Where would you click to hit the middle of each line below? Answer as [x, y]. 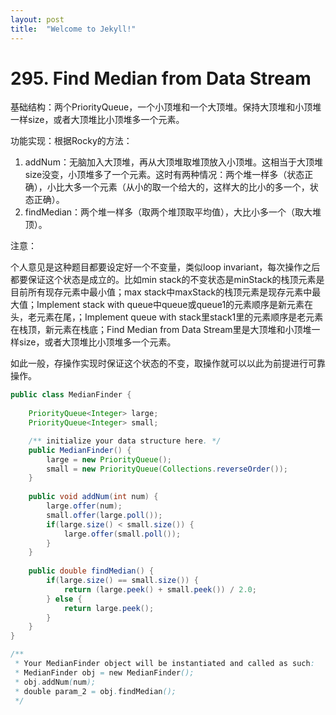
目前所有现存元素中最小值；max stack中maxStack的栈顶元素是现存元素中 [161, 292]
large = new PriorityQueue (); [109, 459]
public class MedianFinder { [71, 395]
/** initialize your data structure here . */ [125, 441]
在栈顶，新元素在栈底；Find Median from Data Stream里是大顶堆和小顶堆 [161, 330]
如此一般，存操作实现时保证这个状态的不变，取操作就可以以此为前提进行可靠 [168, 363]
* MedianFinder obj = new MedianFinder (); [104, 672]
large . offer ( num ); [84, 506]
